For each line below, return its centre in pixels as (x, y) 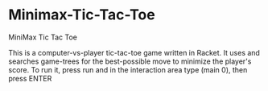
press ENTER (30, 78)
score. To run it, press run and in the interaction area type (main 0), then (128, 69)
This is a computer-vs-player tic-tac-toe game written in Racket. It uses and (134, 52)
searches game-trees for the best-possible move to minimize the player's (130, 61)
